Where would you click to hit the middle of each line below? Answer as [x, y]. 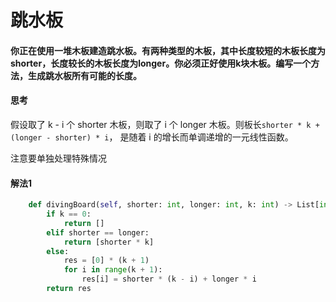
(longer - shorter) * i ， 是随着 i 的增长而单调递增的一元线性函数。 [152, 137]
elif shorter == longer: [98, 232]
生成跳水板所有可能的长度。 [84, 75]
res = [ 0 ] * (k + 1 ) [106, 261]
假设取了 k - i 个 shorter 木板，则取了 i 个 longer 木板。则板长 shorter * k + [165, 124]
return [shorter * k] [109, 242]
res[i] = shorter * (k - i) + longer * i [169, 279]
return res [69, 289]
